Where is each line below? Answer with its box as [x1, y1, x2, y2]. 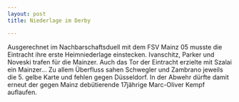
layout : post [7, 10, 46, 18]
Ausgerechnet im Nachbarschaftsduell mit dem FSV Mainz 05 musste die [7, 42, 223, 51]
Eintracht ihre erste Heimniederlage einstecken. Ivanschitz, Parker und [7, 50, 215, 59]
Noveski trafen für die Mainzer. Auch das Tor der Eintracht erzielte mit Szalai [7, 57, 232, 66]
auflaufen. [7, 88, 38, 96]
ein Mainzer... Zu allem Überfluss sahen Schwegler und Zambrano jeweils [7, 65, 223, 74]
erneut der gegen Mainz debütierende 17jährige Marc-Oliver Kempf [7, 80, 205, 89]
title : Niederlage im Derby [7, 17, 91, 24]
